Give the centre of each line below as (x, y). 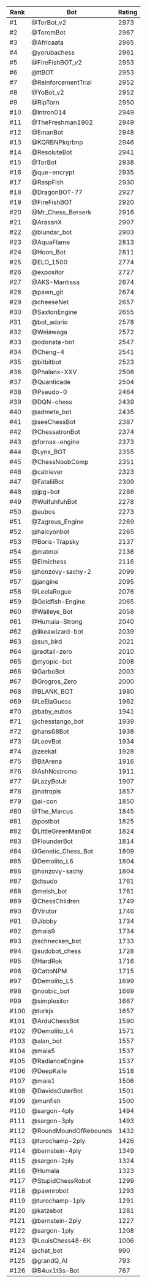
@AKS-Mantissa (55, 282)
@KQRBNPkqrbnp (57, 142)
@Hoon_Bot (49, 252)
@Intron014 (49, 112)
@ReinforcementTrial (62, 82)
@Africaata (48, 42)
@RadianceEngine (58, 1061)
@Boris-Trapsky (55, 542)
